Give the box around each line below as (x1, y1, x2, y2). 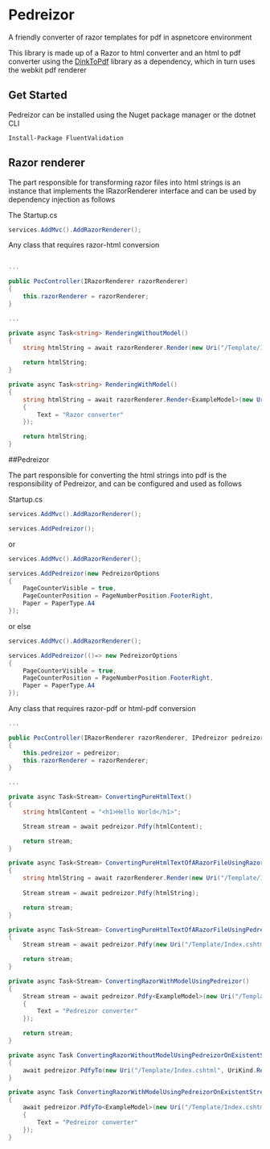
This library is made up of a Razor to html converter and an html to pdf (8, 48, 241, 57)
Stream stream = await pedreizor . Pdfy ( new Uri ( (22, 941, 185, 949)
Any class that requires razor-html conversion (8, 240, 160, 250)
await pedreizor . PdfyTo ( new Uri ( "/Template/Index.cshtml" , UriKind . (22, 1066, 257, 1074)
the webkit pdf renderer (8, 65, 87, 74)
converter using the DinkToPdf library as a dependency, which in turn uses (8, 56, 256, 66)
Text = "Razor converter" (37, 410, 125, 418)
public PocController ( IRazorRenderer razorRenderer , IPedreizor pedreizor (8, 734, 264, 742)
